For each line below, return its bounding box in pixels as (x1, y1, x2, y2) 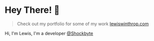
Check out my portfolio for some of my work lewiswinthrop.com (17, 21, 149, 27)
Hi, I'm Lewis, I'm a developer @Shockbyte (5, 30, 93, 36)
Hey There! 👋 (5, 4, 60, 16)
